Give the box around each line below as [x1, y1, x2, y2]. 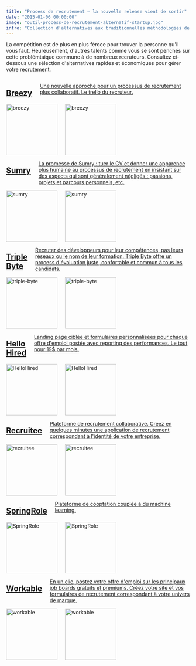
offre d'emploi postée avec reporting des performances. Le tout [34, 339, 188, 346]
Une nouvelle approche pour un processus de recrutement [40, 83, 181, 90]
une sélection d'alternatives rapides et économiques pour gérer [27, 60, 181, 67]
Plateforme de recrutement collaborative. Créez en [49, 420, 172, 427]
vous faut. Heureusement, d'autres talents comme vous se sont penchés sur [6, 47, 190, 55]
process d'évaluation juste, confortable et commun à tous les [35, 259, 183, 266]
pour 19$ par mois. [34, 345, 80, 352]
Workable [6, 583, 43, 593]
